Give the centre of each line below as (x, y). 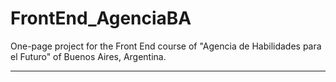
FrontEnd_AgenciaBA (101, 18)
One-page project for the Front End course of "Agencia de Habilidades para (166, 46)
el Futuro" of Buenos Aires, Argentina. (88, 56)
